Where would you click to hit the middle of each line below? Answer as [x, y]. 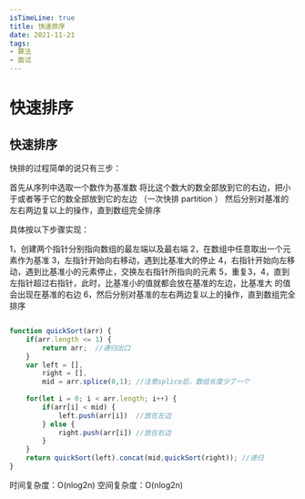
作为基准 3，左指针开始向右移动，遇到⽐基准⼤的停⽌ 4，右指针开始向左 [152, 260]
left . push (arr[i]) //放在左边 [114, 415]
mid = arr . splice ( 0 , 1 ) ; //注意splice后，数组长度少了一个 [146, 382]
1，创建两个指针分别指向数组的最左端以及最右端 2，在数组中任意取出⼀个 [147, 249]
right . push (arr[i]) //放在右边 [114, 433]
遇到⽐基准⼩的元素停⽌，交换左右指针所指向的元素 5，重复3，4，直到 [157, 271]
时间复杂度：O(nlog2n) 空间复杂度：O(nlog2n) [97, 484]
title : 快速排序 [37, 26]
